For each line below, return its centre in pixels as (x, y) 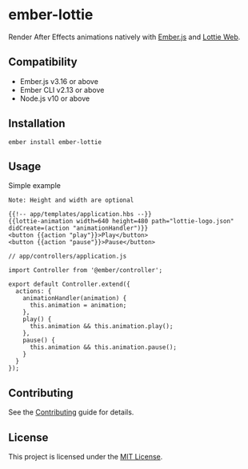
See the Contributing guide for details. (71, 412)
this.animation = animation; (78, 306)
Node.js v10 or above (55, 98)
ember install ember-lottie (55, 142)
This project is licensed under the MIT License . (86, 457)
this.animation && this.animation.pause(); (103, 347)
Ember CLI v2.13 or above (62, 90)
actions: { (34, 291)
